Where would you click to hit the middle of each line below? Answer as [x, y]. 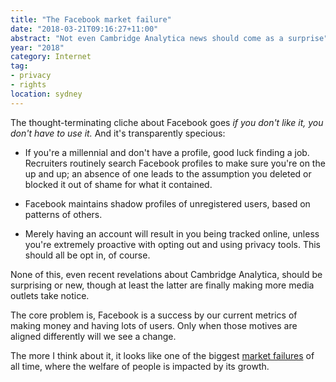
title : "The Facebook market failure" [91, 19]
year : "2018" [37, 47]
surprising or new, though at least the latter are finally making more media [162, 285]
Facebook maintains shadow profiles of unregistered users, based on [167, 203]
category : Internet [51, 57]
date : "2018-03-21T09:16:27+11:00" [84, 29]
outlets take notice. [50, 295]
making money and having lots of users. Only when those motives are [154, 325]
